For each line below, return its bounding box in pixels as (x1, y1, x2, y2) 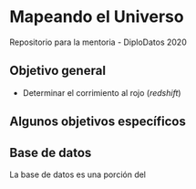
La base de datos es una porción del (9, 169, 147, 180)
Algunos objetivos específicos (9, 114, 187, 130)
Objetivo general (9, 63, 107, 79)
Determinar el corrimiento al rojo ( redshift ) (22, 87, 181, 98)
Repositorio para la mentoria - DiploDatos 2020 (9, 37, 187, 47)
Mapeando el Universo (9, 6, 184, 27)
